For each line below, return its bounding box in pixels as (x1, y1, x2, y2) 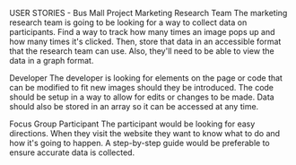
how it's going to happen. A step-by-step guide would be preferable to (9, 138, 271, 148)
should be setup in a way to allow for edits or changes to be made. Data (9, 91, 275, 102)
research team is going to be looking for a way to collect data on (9, 17, 248, 28)
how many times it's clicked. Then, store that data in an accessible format (9, 36, 282, 47)
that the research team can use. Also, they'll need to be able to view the (9, 46, 275, 56)
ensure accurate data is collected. (9, 147, 135, 158)
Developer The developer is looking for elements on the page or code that (9, 73, 283, 83)
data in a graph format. (9, 56, 94, 65)
